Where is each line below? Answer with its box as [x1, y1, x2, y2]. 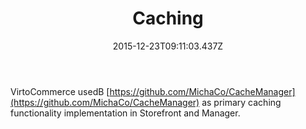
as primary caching [201, 96, 282, 108]
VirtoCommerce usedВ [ [10, 85, 110, 97]
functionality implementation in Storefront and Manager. [10, 107, 241, 119]
